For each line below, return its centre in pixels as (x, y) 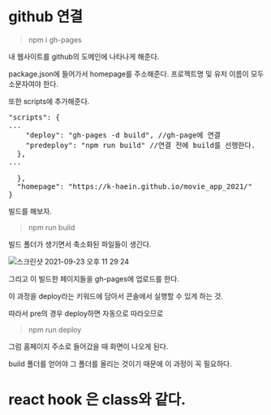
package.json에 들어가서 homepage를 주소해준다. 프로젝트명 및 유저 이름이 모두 (136, 73)
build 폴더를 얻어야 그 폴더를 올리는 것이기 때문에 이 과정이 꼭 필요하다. (120, 364)
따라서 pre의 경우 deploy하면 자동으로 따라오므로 (86, 313)
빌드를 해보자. (30, 211)
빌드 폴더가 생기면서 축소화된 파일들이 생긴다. (80, 244)
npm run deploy (55, 330)
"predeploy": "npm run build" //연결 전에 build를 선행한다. (140, 145)
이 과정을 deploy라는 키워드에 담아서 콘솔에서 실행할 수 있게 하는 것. (116, 296)
